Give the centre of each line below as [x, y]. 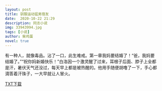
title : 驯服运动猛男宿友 [27, 14]
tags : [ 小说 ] [17, 32]
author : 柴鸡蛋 [19, 37]
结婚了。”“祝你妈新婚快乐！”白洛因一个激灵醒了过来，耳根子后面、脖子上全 [79, 61]
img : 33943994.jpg [23, 28]
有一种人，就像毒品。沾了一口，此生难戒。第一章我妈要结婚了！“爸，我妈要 [80, 55]
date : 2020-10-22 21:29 [30, 18]
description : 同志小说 [26, 23]
